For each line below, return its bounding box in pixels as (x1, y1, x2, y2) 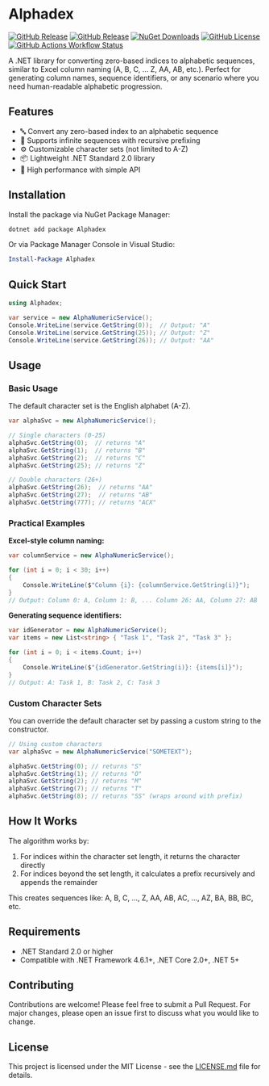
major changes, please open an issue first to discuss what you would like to (8, 1008, 259, 1018)
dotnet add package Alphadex (8, 225, 106, 233)
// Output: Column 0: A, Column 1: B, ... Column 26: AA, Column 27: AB (8, 596, 258, 604)
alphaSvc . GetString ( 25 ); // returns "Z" (8, 461, 147, 469)
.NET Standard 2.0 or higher (19, 946, 114, 956)
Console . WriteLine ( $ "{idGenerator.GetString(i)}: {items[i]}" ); (23, 663, 243, 671)
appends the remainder (19, 877, 98, 887)
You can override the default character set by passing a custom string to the (8, 715, 262, 725)
